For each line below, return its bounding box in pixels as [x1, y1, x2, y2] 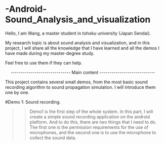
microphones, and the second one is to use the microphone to [29, 129, 157, 135]
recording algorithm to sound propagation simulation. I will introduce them [5, 84, 156, 90]
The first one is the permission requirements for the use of [29, 124, 149, 130]
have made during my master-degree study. [5, 50, 95, 56]
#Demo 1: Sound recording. [5, 99, 61, 105]
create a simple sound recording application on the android [29, 113, 150, 119]
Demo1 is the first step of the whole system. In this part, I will [29, 109, 153, 114]
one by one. [5, 89, 30, 95]
